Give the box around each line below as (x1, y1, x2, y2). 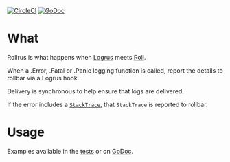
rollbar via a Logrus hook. (7, 73, 80, 82)
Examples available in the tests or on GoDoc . (7, 147, 134, 155)
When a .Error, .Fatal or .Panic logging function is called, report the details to (7, 66, 223, 75)
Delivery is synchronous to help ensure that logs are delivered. (7, 86, 184, 95)
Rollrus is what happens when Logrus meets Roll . (7, 53, 146, 61)
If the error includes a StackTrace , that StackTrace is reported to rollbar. (7, 100, 208, 108)
